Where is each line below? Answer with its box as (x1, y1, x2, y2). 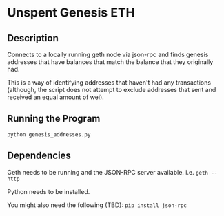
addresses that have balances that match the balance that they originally (7, 58, 214, 66)
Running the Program (7, 113, 101, 125)
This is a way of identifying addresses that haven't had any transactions (7, 78, 212, 87)
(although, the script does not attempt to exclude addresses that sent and (7, 86, 216, 94)
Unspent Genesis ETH (7, 5, 136, 21)
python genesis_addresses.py (7, 131, 91, 138)
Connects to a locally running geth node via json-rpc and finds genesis (7, 50, 209, 58)
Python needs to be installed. (7, 187, 90, 195)
